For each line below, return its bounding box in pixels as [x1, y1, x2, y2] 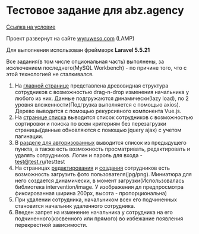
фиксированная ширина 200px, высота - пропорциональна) [14, 189, 168, 196]
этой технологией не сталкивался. [6, 70, 94, 77]
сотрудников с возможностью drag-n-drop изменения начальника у [14, 88, 189, 95]
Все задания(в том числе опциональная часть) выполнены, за [6, 58, 165, 65]
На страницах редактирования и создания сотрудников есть [14, 164, 170, 171]
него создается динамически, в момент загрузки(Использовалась [14, 177, 185, 184]
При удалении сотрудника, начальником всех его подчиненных [14, 196, 177, 203]
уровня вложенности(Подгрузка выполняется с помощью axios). [14, 101, 181, 108]
